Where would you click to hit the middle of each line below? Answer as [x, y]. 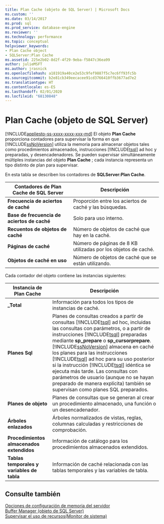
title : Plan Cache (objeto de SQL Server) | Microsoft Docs [68, 10]
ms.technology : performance [34, 37]
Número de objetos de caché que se [115, 258]
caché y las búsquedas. [100, 207]
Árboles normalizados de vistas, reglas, [97, 418]
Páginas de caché [29, 246]
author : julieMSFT [24, 64]
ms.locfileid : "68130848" [31, 96]
